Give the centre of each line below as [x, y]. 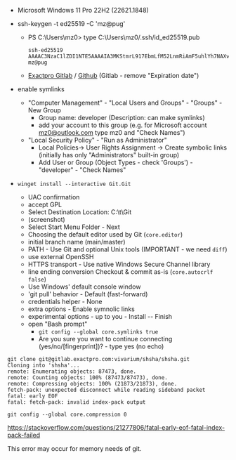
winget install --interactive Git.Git [74, 184]
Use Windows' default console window [84, 287]
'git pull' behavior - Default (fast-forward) [88, 294]
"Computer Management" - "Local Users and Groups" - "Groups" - [125, 103]
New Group [45, 110]
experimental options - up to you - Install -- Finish [100, 316]
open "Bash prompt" [58, 324]
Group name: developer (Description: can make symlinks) [122, 118]
